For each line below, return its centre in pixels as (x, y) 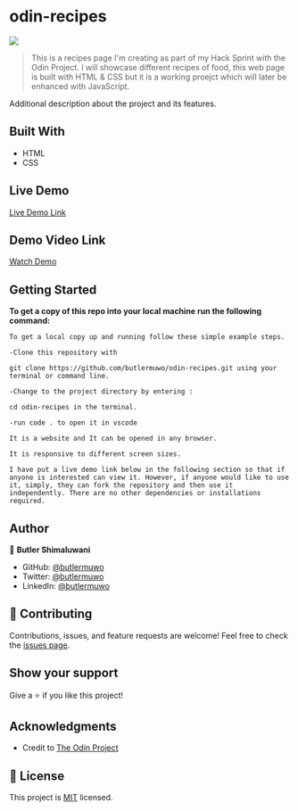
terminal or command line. (59, 377)
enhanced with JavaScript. (80, 86)
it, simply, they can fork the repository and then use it (121, 485)
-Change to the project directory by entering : (101, 392)
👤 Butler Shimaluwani (50, 550)
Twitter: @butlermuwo (63, 576)
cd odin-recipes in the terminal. (74, 408)
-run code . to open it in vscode (74, 423)
